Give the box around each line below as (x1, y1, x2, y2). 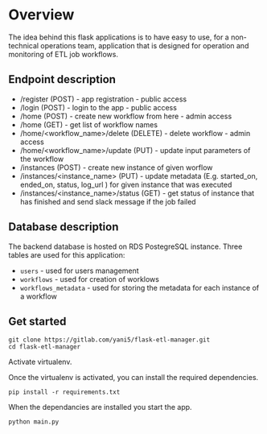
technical (8, 40, 39, 50)
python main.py (8, 418, 60, 426)
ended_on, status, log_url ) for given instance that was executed (19, 180, 232, 189)
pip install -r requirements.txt (8, 388, 121, 396)
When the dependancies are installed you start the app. (8, 403, 192, 412)
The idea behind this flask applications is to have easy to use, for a (8, 32, 229, 42)
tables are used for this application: (8, 250, 125, 259)
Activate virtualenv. (8, 357, 72, 367)
